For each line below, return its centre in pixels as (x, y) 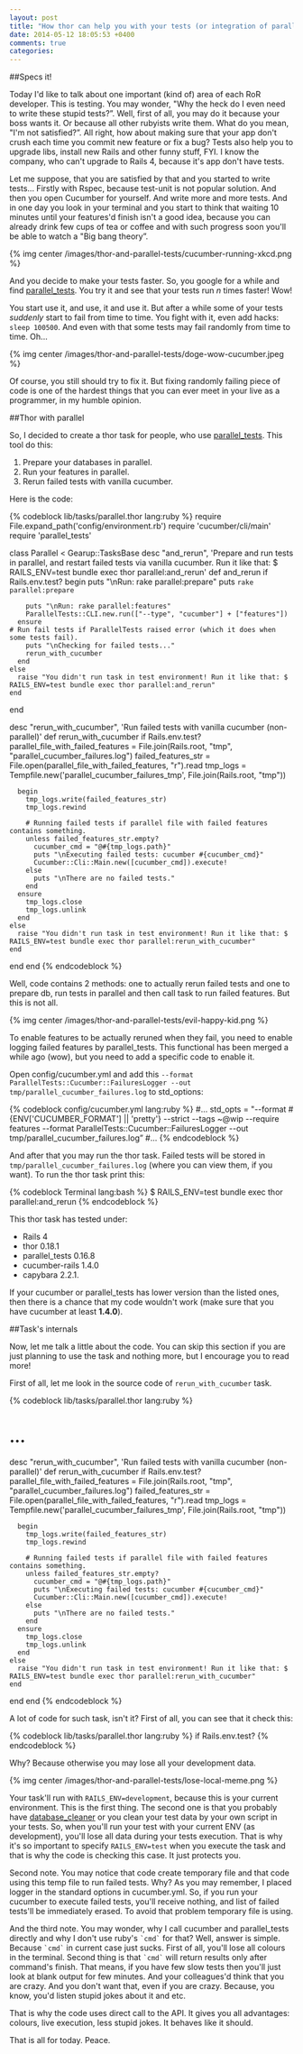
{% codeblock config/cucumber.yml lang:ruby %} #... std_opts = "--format (148, 1109)
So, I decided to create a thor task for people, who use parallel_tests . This (146, 436)
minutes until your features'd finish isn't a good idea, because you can (140, 217)
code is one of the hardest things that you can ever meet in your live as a (145, 391)
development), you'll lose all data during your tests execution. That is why (146, 1837)
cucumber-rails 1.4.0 (60, 1265)
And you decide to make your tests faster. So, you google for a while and (144, 281)
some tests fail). (44, 638)
